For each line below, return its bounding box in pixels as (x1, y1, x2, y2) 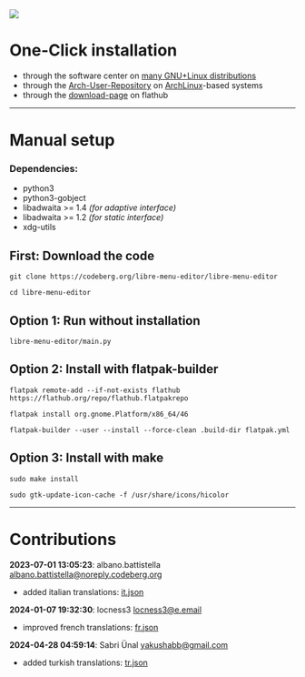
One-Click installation (9, 40, 178, 61)
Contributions (9, 529, 116, 550)
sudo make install (9, 474, 79, 483)
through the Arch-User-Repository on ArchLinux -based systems (22, 79, 263, 90)
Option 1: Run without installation (9, 313, 202, 328)
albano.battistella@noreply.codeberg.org (9, 569, 162, 580)
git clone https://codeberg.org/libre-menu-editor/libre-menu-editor (9, 272, 279, 281)
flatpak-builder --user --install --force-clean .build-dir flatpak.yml (9, 425, 290, 435)
